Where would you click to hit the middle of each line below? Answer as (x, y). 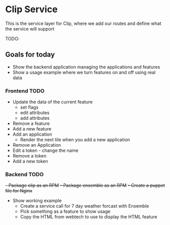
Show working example (37, 201)
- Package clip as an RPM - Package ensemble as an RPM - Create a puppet (85, 185)
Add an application (32, 134)
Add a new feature (32, 129)
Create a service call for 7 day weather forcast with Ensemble (84, 206)
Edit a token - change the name (45, 150)
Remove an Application (37, 145)
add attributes (35, 118)
